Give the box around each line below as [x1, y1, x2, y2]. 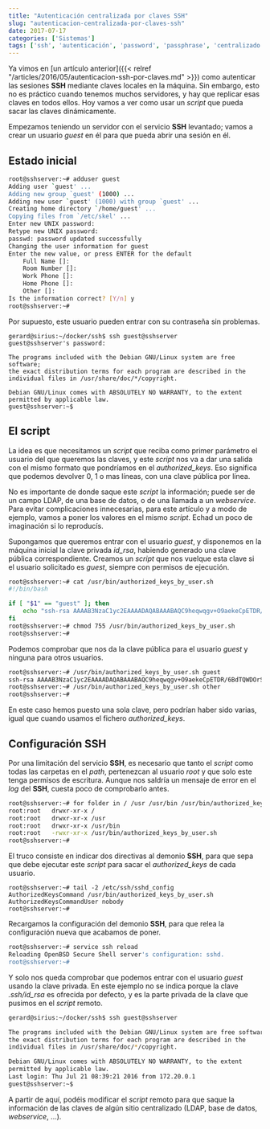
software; [8, 360, 42, 368]
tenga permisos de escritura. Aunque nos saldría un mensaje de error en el [8, 775, 257, 784]
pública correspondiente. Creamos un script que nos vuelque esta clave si [8, 554, 255, 563]
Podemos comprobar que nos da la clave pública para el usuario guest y [8, 644, 248, 653]
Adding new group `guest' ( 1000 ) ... [8, 190, 135, 198]
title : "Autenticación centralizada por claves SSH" [8, 11, 189, 20]
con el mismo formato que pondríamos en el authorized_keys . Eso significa [8, 463, 257, 472]
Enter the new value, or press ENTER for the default [8, 250, 193, 258]
